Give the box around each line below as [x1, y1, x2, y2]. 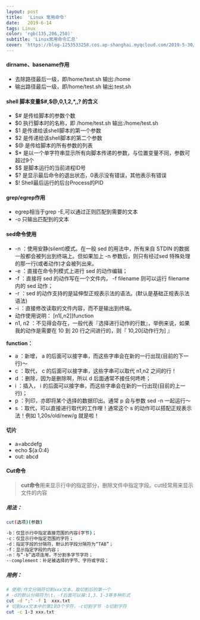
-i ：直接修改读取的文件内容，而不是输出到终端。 [14, 305, 135, 312]
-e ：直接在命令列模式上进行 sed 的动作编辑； [14, 267, 128, 274]
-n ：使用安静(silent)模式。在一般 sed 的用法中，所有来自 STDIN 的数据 [14, 245, 190, 252]
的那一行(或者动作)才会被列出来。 [14, 260, 98, 267]
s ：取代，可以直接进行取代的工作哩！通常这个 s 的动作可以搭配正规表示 [14, 404, 192, 411]
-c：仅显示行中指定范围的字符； [6, 535, 74, 541]
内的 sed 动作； [14, 282, 54, 289]
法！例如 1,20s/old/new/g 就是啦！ [14, 412, 99, 419]
